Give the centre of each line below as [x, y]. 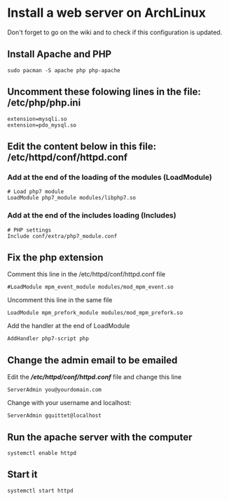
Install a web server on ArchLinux [107, 13]
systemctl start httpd [40, 491]
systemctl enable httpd [42, 453]
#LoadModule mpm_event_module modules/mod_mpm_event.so [90, 287]
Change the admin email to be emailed [92, 360]
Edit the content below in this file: [82, 146]
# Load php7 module [36, 192]
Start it [22, 475]
